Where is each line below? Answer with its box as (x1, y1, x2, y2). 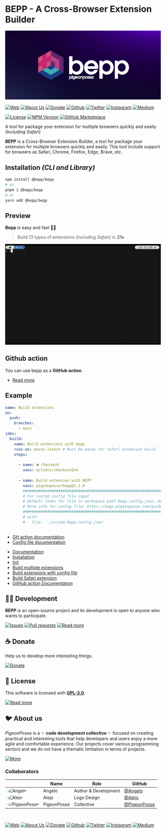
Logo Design (74, 794, 100, 801)
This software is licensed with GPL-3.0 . (5, 690, 85, 696)
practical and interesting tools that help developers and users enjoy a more (5, 735, 158, 742)
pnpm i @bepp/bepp (5, 187, 43, 192)
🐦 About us (5, 714, 42, 723)
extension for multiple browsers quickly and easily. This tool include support (5, 144, 161, 150)
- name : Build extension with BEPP (18, 478, 92, 483)
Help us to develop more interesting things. (5, 653, 93, 659)
